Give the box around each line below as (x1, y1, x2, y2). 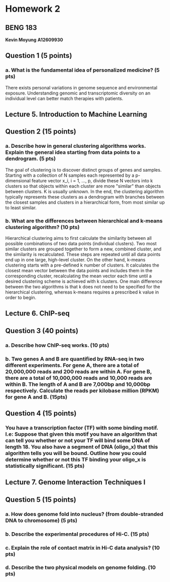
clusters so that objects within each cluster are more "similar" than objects (5, 183, 161, 189)
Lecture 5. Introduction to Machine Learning (5, 110, 147, 119)
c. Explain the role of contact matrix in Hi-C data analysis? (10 (5, 544, 160, 551)
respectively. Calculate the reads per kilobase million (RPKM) (5, 387, 159, 394)
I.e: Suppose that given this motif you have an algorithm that (5, 431, 157, 437)
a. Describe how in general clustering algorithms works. (5, 143, 146, 150)
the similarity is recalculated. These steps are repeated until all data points (5, 251, 161, 257)
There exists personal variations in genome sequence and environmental (5, 84, 157, 90)
